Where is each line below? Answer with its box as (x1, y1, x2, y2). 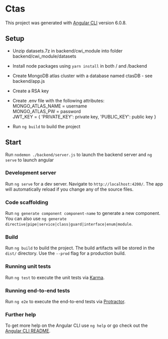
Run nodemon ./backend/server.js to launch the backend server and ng (5, 151, 152, 157)
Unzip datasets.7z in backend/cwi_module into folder (12, 47, 123, 53)
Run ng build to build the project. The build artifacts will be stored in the (5, 245, 155, 251)
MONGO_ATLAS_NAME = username (12, 103, 87, 109)
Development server (5, 169, 56, 177)
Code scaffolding (5, 199, 49, 206)
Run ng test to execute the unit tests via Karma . (5, 274, 105, 280)
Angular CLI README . (5, 328, 51, 334)
